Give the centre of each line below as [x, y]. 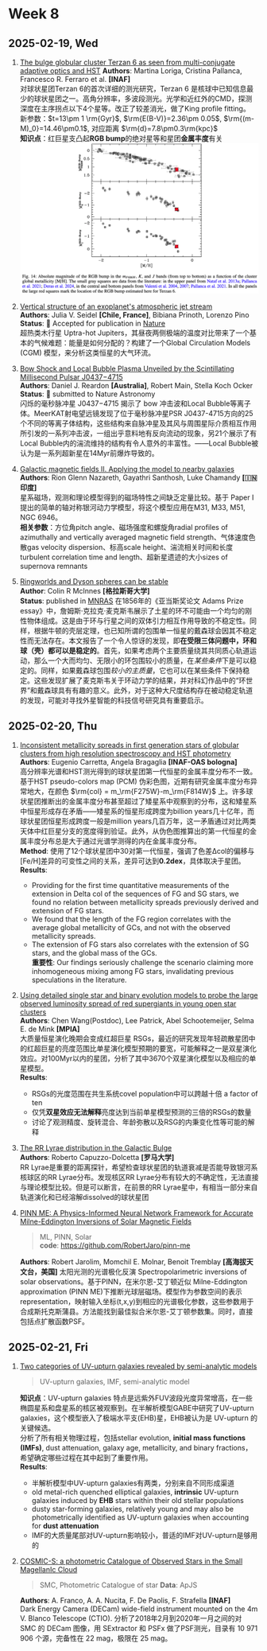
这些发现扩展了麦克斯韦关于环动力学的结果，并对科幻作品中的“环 [140, 680]
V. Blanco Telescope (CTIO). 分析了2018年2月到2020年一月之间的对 [131, 1618]
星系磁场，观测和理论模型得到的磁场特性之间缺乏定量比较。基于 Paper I [137, 497]
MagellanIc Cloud [48, 1570]
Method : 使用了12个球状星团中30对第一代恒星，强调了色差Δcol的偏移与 [137, 851]
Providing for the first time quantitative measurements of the [130, 886]
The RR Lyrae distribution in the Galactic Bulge [96, 1148]
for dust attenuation [65, 1526]
